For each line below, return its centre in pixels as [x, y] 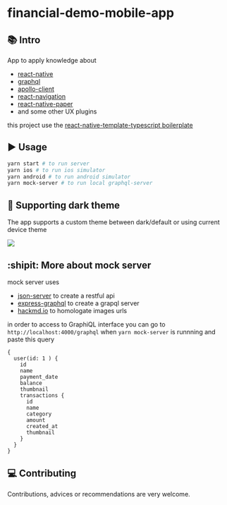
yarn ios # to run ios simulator [56, 170]
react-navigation [42, 96]
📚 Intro [24, 40]
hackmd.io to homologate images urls [72, 310]
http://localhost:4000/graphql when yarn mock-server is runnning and [112, 331]
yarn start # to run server [49, 164]
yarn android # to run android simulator [69, 177]
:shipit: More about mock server [79, 265]
